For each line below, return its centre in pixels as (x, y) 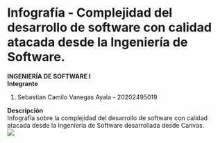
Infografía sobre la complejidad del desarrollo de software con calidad (108, 118)
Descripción (25, 110)
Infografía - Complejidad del (90, 13)
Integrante (23, 83)
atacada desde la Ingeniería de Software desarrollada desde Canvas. (106, 125)
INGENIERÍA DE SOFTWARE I (49, 76)
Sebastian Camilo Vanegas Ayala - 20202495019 (87, 97)
